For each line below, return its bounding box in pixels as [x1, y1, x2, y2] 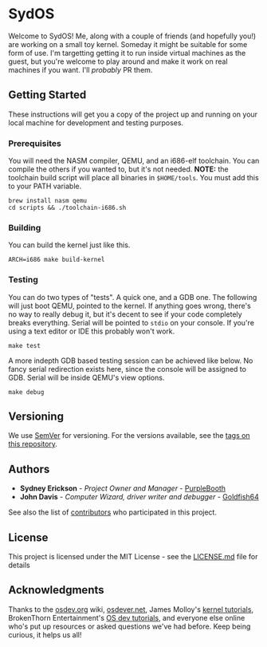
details [8, 560, 30, 570]
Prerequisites [8, 137, 61, 148]
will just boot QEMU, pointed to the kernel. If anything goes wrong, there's [8, 301, 251, 310]
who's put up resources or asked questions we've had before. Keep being [8, 621, 251, 631]
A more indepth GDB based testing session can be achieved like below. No [8, 356, 253, 365]
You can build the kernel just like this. [8, 240, 131, 250]
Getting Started [8, 89, 87, 102]
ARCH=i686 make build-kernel [8, 256, 105, 264]
